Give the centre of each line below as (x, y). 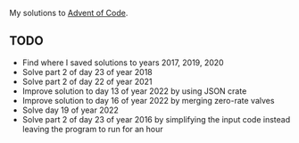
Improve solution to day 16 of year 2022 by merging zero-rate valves (148, 100)
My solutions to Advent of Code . (69, 13)
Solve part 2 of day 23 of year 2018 (87, 71)
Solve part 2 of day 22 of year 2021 (87, 81)
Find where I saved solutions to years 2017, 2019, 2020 (123, 63)
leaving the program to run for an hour (92, 129)
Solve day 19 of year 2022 (70, 110)
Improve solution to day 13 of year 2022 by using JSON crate (134, 91)
